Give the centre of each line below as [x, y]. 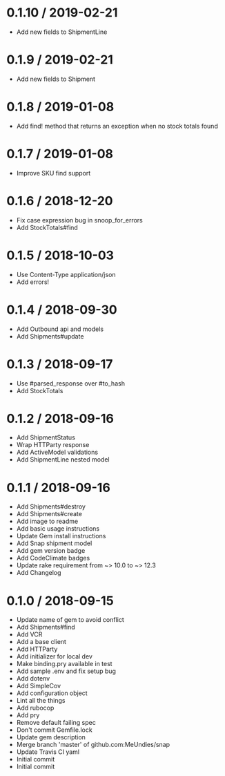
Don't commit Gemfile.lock [54, 730]
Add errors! [33, 282]
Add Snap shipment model [54, 543]
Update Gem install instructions [61, 536]
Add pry [28, 715]
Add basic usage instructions [58, 529]
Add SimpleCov [39, 686]
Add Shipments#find [46, 627]
